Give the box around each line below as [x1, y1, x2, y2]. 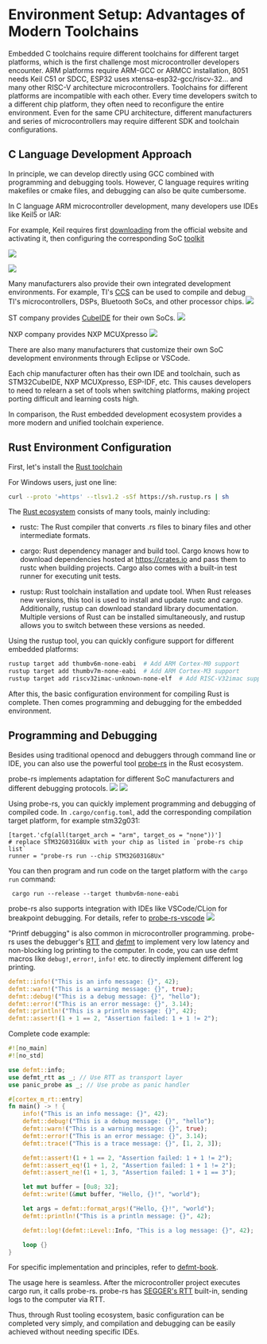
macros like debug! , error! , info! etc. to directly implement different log [8, 954, 243, 963]
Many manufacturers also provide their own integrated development [8, 278, 231, 288]
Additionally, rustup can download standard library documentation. [19, 604, 238, 614]
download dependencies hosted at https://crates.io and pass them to [19, 555, 246, 564]
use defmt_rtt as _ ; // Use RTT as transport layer [8, 1073, 183, 1082]
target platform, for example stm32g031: [8, 815, 141, 825]
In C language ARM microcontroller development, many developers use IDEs [8, 201, 258, 211]
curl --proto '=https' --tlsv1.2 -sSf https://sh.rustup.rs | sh [8, 493, 229, 501]
